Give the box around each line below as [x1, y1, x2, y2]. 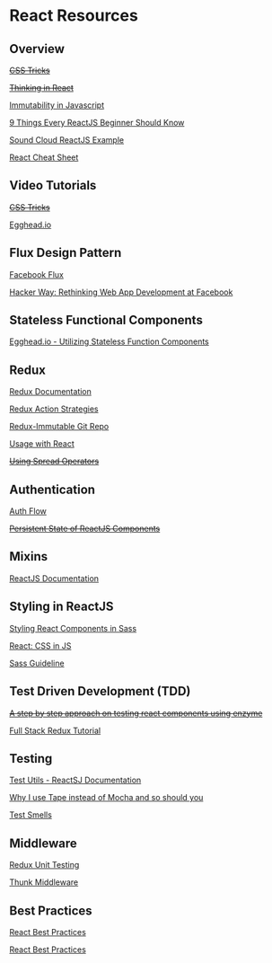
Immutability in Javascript [9, 100, 105, 110]
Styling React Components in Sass [9, 623, 137, 633]
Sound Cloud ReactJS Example [9, 135, 124, 145]
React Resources [9, 5, 139, 26]
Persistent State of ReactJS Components [9, 523, 161, 535]
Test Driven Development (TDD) [9, 684, 191, 699]
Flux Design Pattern [9, 245, 122, 261]
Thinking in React [9, 83, 74, 93]
